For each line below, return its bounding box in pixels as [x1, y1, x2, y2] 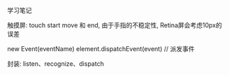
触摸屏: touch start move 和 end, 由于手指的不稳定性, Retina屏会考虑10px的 [7, 21, 222, 29]
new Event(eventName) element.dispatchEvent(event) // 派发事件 [7, 45, 195, 53]
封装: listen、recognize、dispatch [7, 60, 105, 68]
